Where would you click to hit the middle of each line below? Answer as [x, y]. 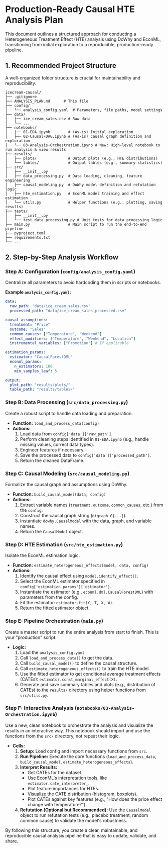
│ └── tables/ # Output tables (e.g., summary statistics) [84, 163]
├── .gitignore [21, 97]
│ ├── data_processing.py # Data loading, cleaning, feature [74, 176]
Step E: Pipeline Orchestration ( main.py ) [54, 621]
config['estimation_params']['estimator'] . [65, 587]
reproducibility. [21, 83]
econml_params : [26, 362]
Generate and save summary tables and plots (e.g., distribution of [88, 684]
